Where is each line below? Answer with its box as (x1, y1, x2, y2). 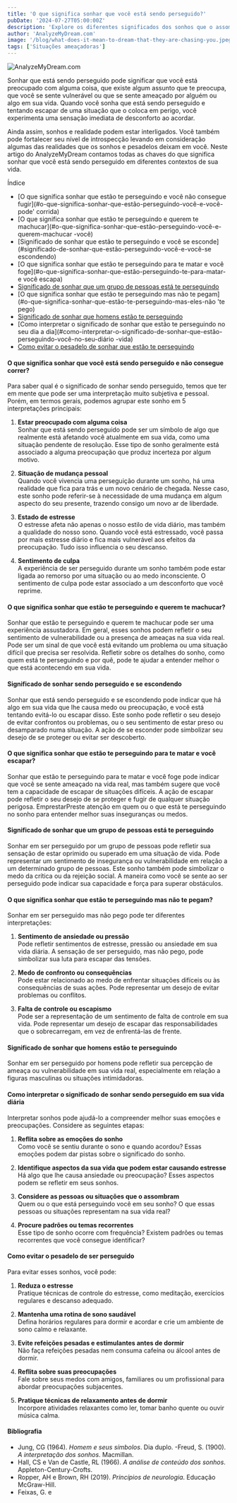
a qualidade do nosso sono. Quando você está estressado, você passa (17, 528, 224, 537)
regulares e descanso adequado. (17, 1296, 114, 1305)
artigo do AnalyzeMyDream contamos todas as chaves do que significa (7, 150, 215, 158)
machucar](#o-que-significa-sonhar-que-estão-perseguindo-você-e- (17, 222, 222, 230)
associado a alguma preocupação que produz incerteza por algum (17, 448, 212, 456)
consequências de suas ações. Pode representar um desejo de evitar (17, 983, 219, 992)
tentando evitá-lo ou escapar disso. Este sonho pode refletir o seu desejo (7, 711, 221, 719)
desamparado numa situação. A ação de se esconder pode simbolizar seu (7, 725, 224, 734)
